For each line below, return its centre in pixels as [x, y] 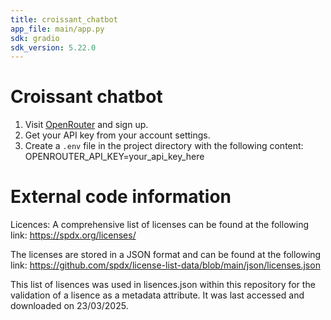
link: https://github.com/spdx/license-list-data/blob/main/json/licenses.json [165, 265]
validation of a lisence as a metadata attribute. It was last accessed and [157, 295]
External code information [121, 197]
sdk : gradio [35, 38]
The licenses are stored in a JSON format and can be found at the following [166, 255]
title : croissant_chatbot [64, 19]
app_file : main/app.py [57, 29]
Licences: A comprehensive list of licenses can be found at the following [159, 225]
